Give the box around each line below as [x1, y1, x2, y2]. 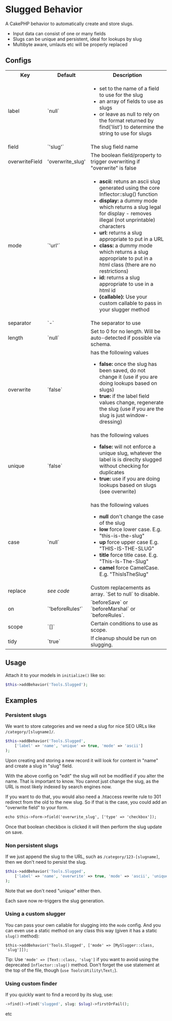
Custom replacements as [90, 584, 151, 591]
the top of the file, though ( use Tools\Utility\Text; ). [5, 967, 118, 973]
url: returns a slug [99, 229, 142, 236]
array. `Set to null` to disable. [90, 590, 160, 598]
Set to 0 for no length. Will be [90, 328, 161, 335]
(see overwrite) [99, 488, 137, 495]
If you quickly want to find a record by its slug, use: [5, 992, 114, 998]
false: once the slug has [99, 360, 157, 367]
